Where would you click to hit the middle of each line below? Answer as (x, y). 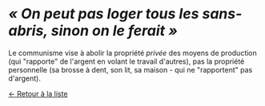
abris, (28, 31)
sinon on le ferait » (114, 31)
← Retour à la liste (38, 93)
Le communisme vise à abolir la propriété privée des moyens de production (133, 53)
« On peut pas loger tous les (104, 14)
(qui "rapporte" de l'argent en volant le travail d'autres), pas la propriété (126, 61)
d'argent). (25, 78)
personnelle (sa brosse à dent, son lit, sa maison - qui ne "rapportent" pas (130, 69)
